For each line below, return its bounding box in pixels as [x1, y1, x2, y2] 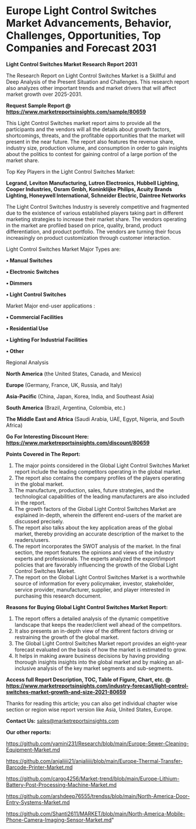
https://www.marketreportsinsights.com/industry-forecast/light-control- [6, 682, 189, 689]
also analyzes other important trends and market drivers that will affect [6, 84, 177, 91]
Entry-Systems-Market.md [6, 799, 70, 806]
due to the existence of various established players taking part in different [6, 209, 184, 216]
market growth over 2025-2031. [6, 91, 83, 98]
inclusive [14, 665, 36, 672]
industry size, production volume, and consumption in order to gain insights [6, 144, 188, 151]
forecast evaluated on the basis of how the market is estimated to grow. [14, 646, 187, 653]
